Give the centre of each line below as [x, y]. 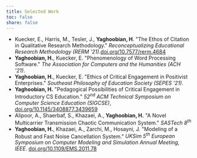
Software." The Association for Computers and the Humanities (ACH [98, 64]
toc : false [19, 17]
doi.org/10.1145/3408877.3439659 [56, 109]
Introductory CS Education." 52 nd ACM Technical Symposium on [93, 96]
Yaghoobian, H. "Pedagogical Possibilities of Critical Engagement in [97, 90]
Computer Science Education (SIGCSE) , [63, 103]
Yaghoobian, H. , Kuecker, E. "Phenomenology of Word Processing [95, 58]
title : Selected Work [33, 11]
